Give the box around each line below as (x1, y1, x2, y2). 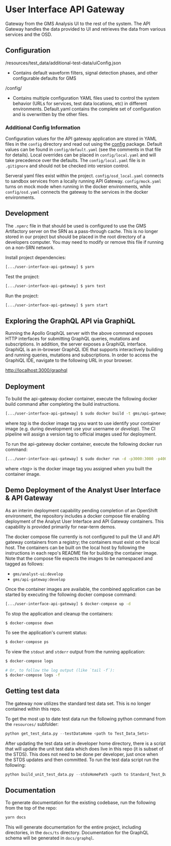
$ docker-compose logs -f (5, 673, 60, 678)
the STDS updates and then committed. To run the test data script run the (5, 757, 159, 763)
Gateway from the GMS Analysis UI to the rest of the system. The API (5, 20, 151, 27)
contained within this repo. (5, 705, 61, 712)
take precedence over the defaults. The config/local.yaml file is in (5, 157, 146, 164)
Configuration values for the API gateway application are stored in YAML (5, 135, 157, 142)
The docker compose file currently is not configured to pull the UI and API (5, 533, 160, 540)
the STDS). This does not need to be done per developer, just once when (5, 751, 159, 757)
